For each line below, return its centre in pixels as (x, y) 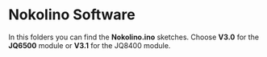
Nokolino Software (72, 15)
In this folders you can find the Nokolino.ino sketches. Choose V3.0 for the (134, 37)
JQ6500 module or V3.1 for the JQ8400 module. (90, 45)
